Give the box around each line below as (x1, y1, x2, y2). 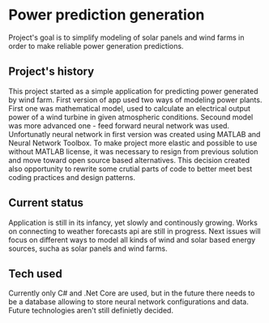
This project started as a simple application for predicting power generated (8, 86, 258, 96)
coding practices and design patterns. (8, 172, 136, 182)
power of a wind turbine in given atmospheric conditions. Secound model (8, 112, 254, 122)
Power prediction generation (8, 6, 205, 24)
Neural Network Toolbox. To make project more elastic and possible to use (8, 138, 258, 148)
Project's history (8, 65, 95, 79)
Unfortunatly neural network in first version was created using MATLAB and (8, 129, 261, 139)
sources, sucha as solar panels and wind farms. (8, 243, 168, 253)
